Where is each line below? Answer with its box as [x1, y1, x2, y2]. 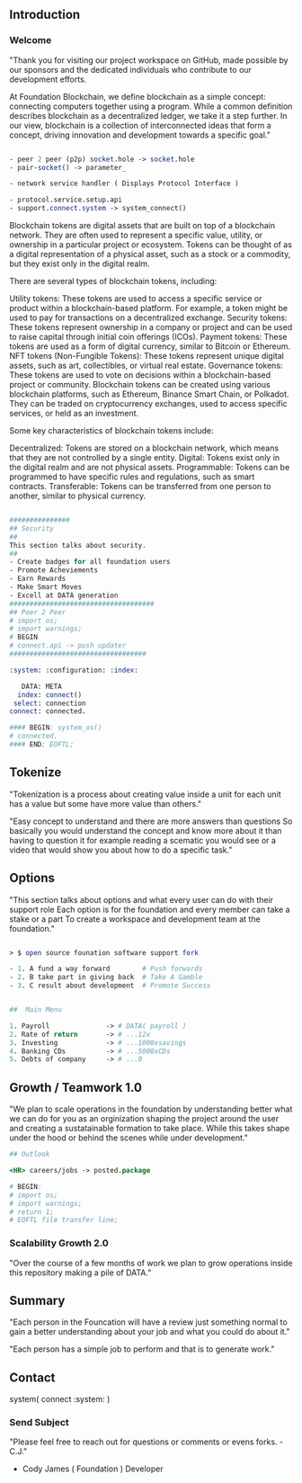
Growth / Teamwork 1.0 [9, 1079, 142, 1095]
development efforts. [9, 74, 87, 85]
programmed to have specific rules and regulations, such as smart [9, 471, 255, 482]
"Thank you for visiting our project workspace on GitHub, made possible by [9, 54, 289, 66]
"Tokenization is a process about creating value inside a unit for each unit [9, 789, 281, 800]
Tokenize [9, 764, 62, 781]
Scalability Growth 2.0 [9, 1237, 110, 1249]
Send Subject [9, 1416, 69, 1429]
